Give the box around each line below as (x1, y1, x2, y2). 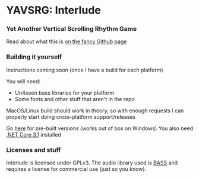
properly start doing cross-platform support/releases (6, 113, 136, 120)
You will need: (6, 77, 40, 85)
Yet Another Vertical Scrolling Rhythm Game (6, 25, 137, 33)
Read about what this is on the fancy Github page (6, 38, 127, 45)
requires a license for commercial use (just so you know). (6, 166, 147, 173)
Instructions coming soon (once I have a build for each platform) (6, 66, 163, 73)
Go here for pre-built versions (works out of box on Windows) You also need (6, 125, 194, 132)
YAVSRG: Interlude (6, 4, 101, 17)
